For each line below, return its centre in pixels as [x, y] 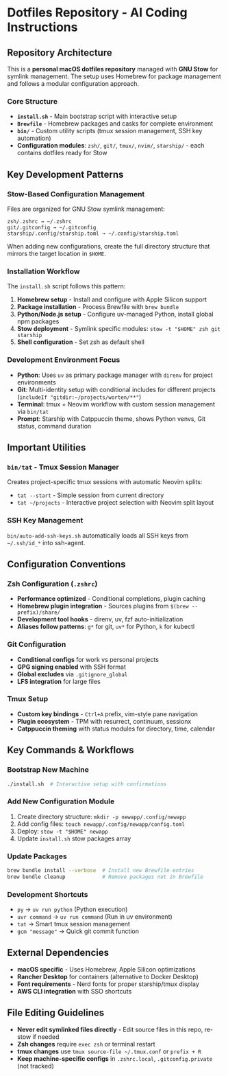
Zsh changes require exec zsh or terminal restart [86, 1044]
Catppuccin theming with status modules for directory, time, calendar [116, 729]
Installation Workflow [43, 271]
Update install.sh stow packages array [74, 838]
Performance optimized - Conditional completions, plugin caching [111, 599]
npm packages [38, 321]
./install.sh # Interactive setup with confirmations [87, 784]
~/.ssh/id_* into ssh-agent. [46, 542]
